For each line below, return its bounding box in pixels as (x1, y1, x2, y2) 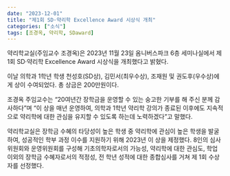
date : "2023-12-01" (7, 10, 63, 17)
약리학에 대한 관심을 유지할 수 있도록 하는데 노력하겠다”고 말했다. (19, 113, 194, 121)
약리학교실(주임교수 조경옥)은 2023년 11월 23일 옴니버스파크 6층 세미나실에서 (7, 49, 215, 57)
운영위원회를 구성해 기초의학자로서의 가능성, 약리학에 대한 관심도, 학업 (30, 144, 218, 153)
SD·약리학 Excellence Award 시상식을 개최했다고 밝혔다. (16, 58, 169, 66)
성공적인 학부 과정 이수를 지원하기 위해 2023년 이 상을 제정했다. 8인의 (21, 135, 209, 144)
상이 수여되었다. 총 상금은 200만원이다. (14, 80, 119, 89)
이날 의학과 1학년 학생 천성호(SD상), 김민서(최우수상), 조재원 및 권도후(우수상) (7, 72, 214, 80)
